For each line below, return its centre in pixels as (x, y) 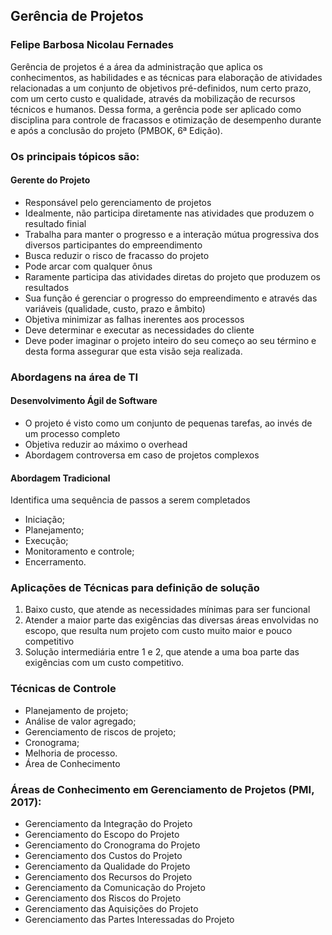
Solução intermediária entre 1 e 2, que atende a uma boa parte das (162, 652)
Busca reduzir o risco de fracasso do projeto (117, 255)
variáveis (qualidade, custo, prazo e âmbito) (115, 308)
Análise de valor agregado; (80, 721)
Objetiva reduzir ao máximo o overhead (106, 444)
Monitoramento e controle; (79, 551)
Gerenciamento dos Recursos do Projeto (108, 877)
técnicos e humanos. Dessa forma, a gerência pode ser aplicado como (156, 109)
